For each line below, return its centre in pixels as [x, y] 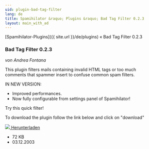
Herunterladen [25, 127]
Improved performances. [37, 93]
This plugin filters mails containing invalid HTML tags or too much [71, 69]
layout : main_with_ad [27, 23]
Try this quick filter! [25, 108]
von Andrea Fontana [25, 60]
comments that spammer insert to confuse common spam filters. [70, 74]
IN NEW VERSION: [24, 84]
